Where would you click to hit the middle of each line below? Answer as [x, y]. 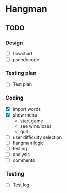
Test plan [22, 84]
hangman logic [28, 143]
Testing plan [21, 73]
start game [31, 121]
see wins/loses [36, 126]
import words [27, 109]
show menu [25, 115]
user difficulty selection [37, 137]
